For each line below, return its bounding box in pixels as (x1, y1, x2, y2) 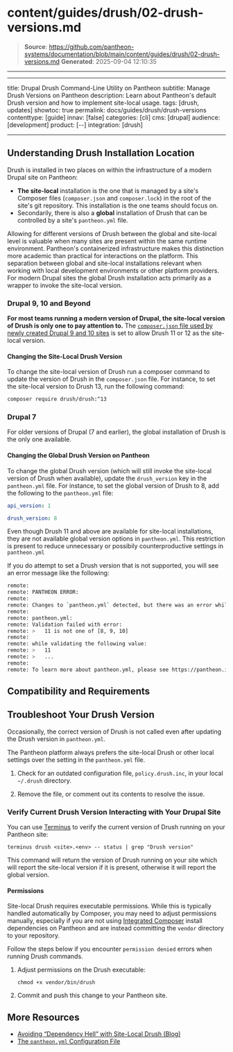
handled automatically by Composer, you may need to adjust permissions (7, 909, 217, 917)
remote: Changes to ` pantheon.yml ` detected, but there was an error (7, 602, 213, 609)
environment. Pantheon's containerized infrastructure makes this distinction (7, 244, 224, 253)
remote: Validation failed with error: (7, 621, 123, 628)
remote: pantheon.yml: (7, 614, 73, 622)
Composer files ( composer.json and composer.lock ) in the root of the (17, 194, 212, 202)
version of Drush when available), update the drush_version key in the (7, 474, 207, 482)
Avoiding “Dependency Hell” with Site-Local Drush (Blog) (17, 1030, 181, 1038)
